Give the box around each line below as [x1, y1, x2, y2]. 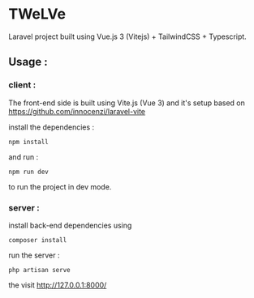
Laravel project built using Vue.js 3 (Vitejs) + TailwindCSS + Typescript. [8, 32, 248, 41]
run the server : [8, 250, 60, 260]
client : [8, 79, 37, 91]
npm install [8, 138, 49, 146]
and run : [8, 151, 39, 162]
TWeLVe [8, 5, 67, 23]
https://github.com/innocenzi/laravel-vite [8, 106, 146, 116]
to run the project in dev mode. [8, 181, 112, 191]
